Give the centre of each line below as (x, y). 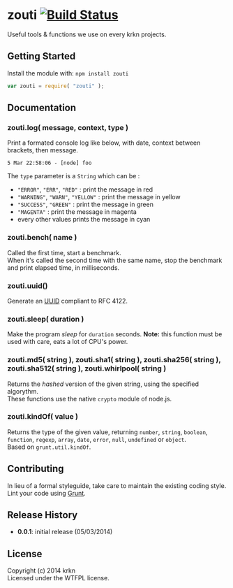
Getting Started (42, 56)
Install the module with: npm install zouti (68, 73)
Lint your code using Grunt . (46, 493)
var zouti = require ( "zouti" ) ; (56, 86)
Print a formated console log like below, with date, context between (104, 143)
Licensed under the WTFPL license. (58, 578)
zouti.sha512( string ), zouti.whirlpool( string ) (87, 368)
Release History (43, 515)
